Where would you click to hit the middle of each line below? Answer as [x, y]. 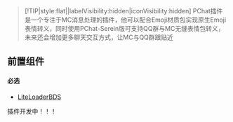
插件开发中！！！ [32, 111]
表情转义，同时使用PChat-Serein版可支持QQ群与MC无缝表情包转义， [124, 28]
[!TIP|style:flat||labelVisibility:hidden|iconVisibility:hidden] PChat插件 [124, 11]
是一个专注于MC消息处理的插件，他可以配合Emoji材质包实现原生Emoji [125, 20]
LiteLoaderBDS [39, 97]
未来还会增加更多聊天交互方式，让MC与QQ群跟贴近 [99, 37]
